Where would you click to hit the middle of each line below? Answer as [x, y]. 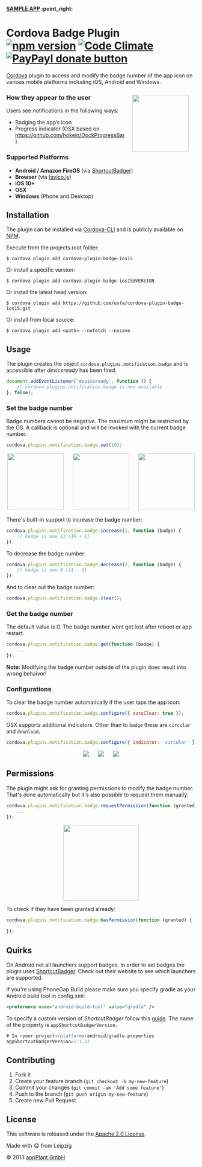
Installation [28, 215]
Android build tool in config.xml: [46, 996]
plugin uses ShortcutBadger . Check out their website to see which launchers [101, 971]
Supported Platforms [38, 158]
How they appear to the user [49, 97]
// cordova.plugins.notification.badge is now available [90, 387]
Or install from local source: [41, 320]
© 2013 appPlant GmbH [36, 1157]
